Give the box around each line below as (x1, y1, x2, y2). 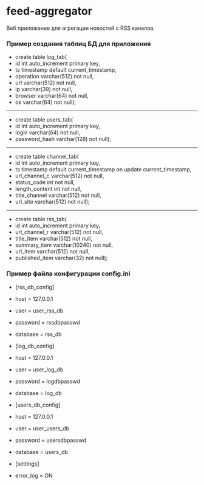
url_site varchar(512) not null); (15, 198, 90, 205)
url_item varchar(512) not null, (15, 248, 90, 255)
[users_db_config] (15, 401, 61, 408)
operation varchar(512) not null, (15, 73, 94, 80)
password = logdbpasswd (15, 377, 81, 385)
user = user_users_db (15, 424, 70, 432)
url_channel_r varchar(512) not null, (15, 229, 103, 236)
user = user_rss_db (15, 307, 64, 314)
